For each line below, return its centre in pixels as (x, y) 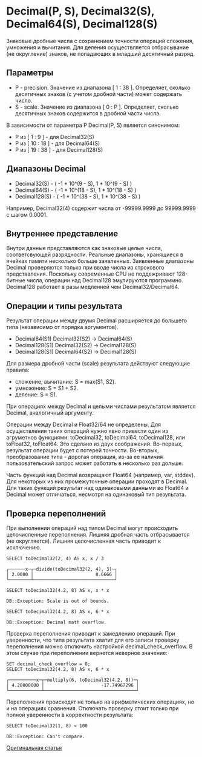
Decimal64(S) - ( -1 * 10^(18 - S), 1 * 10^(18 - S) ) (76, 190)
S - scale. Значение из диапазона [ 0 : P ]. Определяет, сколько (97, 107)
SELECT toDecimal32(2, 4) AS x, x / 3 (55, 558)
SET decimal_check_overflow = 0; (48, 664)
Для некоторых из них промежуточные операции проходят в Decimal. (97, 481)
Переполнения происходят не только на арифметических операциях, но (100, 702)
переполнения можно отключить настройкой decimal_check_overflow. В (99, 647)
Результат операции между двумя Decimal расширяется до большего (97, 321)
